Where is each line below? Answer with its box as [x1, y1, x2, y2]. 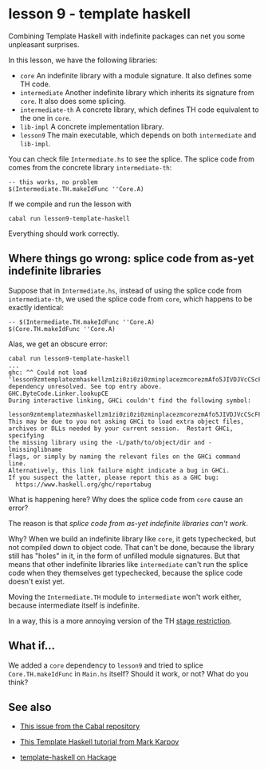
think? [8, 677, 29, 687]
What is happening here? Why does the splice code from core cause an [8, 494, 243, 504]
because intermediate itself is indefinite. [8, 600, 140, 610]
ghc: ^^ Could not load [8, 369, 88, 377]
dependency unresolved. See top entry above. [8, 382, 162, 390]
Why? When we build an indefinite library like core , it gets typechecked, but [8, 533, 257, 544]
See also [8, 700, 52, 714]
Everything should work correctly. [8, 229, 120, 238]
